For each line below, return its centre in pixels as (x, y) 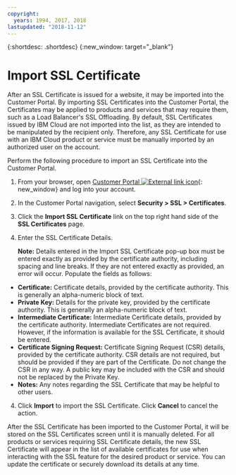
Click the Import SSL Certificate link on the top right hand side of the (118, 217)
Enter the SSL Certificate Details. (65, 238)
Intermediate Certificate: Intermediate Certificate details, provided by (119, 317)
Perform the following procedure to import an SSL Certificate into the (107, 161)
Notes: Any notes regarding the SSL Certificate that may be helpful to (118, 385)
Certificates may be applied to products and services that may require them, (118, 110)
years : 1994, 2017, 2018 (50, 20)
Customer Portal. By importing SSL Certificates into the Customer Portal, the (118, 102)
